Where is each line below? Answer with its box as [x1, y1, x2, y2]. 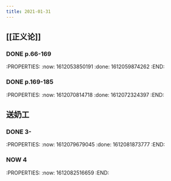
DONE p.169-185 [6, 78, 54, 86]
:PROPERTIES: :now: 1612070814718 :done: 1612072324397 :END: [6, 91, 165, 98]
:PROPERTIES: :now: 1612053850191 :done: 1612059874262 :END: [6, 63, 165, 71]
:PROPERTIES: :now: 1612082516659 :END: [6, 169, 110, 176]
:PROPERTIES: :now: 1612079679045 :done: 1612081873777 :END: [6, 141, 165, 148]
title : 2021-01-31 [6, 8, 51, 15]
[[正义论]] [6, 32, 41, 42]
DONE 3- [6, 128, 32, 136]
